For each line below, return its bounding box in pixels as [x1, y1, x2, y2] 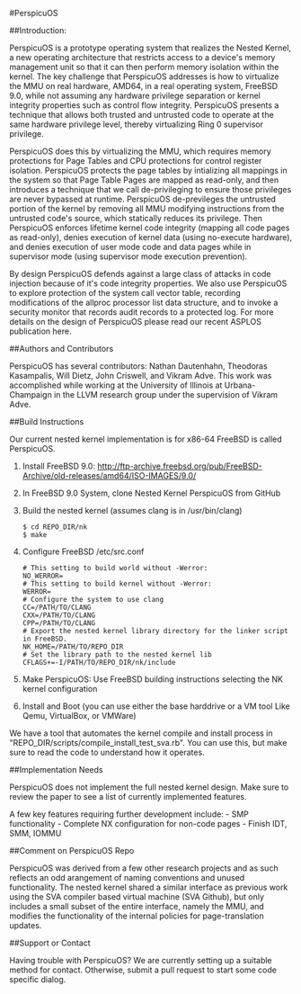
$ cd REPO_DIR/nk [22, 523, 88, 532]
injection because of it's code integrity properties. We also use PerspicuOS [9, 278, 288, 289]
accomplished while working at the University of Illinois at [9, 380, 223, 390]
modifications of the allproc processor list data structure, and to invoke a [9, 297, 279, 308]
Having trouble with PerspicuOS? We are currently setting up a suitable [9, 955, 272, 965]
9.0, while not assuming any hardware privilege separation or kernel [9, 90, 261, 101]
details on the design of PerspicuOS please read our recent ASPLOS [9, 317, 262, 327]
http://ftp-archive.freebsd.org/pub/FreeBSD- [97, 461, 262, 471]
